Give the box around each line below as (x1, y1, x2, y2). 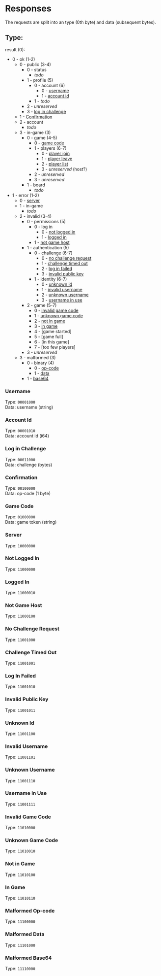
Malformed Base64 (5, 954, 52, 961)
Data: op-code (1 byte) (5, 490, 51, 496)
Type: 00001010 (5, 428, 36, 434)
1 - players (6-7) (34, 145, 67, 151)
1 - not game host (34, 239, 70, 245)
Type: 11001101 (5, 754, 36, 760)
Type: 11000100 (5, 613, 36, 619)
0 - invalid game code (34, 307, 79, 313)
